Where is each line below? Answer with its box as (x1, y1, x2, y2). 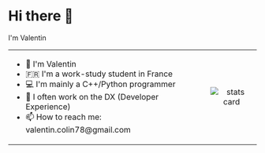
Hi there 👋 (8, 7, 73, 25)
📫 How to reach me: (25, 111, 103, 122)
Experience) (25, 101, 71, 112)
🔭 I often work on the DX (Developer (25, 91, 159, 102)
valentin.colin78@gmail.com (25, 124, 132, 135)
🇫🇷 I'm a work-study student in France (25, 68, 174, 79)
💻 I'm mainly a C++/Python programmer (25, 78, 176, 89)
